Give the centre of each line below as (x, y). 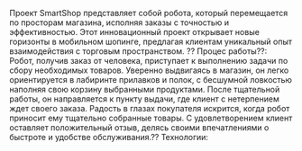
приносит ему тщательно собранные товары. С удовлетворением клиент (151, 118)
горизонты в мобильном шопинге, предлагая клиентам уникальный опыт (151, 41)
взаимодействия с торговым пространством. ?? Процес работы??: (138, 51)
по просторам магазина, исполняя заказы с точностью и (119, 22)
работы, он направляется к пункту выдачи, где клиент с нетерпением (144, 99)
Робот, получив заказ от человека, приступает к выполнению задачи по (149, 61)
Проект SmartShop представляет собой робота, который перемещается (149, 13)
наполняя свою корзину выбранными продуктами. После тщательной (145, 89)
